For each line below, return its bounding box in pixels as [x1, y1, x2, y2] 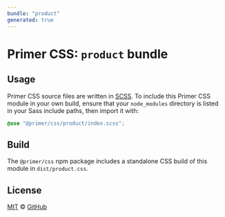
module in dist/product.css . [7, 165, 88, 173]
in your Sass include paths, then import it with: [7, 106, 139, 114]
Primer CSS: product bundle [7, 46, 168, 62]
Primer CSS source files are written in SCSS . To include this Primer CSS [7, 92, 211, 100]
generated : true [7, 17, 54, 23]
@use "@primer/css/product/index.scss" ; [7, 120, 126, 127]
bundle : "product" [7, 10, 60, 17]
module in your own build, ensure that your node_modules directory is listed [7, 99, 219, 107]
